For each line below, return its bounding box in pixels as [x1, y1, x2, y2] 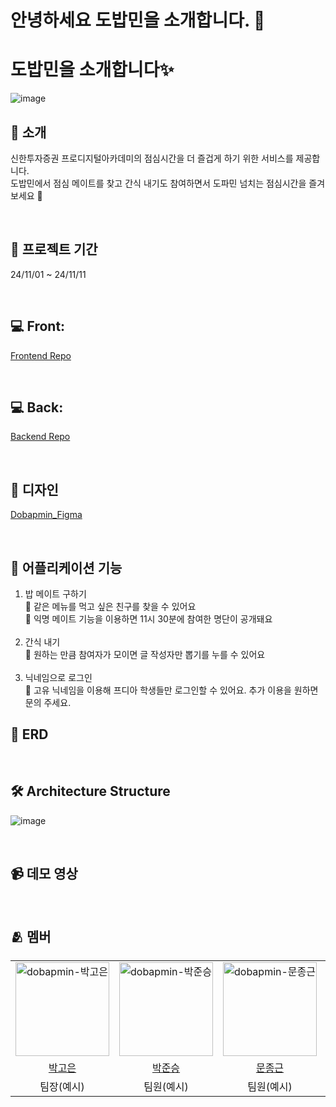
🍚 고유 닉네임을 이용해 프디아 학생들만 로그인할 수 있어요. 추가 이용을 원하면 [24, 684, 319, 696]
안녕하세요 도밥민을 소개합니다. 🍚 [10, 9, 266, 32]
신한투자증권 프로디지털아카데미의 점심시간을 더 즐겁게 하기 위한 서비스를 [10, 152, 294, 164]
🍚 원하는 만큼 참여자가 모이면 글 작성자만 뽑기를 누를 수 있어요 [24, 649, 266, 660]
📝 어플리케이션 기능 [10, 559, 123, 576]
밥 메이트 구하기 [24, 588, 87, 600]
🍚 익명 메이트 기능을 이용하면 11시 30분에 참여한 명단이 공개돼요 [24, 613, 273, 625]
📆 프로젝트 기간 [10, 241, 98, 258]
